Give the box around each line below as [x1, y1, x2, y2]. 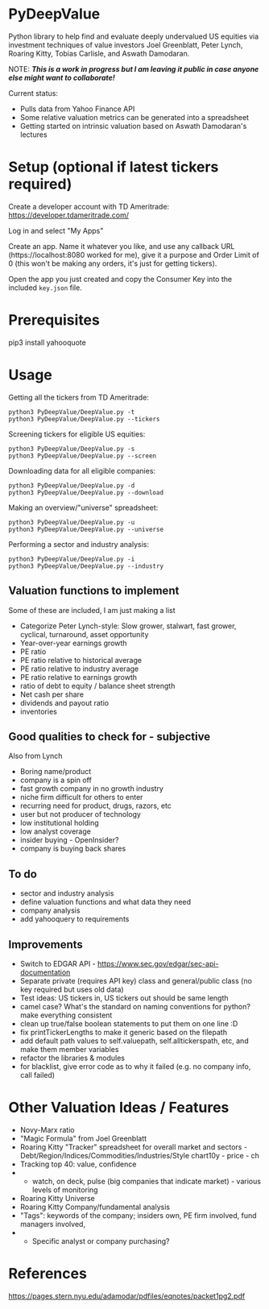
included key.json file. [8, 283, 82, 292]
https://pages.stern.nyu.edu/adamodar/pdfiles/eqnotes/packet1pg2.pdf [8, 1290, 246, 1301]
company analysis [19, 905, 81, 915]
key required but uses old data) [19, 984, 124, 994]
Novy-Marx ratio [19, 1125, 75, 1134]
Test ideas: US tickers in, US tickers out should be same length [19, 993, 229, 1003]
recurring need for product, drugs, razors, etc [19, 801, 172, 810]
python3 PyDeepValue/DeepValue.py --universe [8, 525, 163, 533]
